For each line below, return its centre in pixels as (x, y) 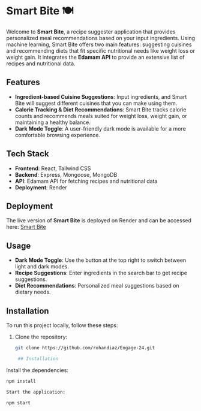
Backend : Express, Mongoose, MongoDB (66, 174)
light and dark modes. (42, 267)
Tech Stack (28, 154)
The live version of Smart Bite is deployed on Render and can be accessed (99, 220)
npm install (21, 381)
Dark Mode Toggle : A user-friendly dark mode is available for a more (100, 128)
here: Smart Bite (26, 227)
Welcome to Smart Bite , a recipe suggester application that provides (91, 31)
